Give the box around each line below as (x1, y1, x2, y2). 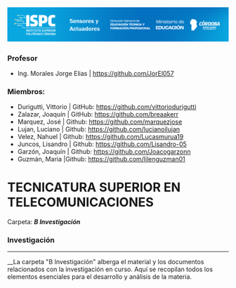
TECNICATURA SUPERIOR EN (7, 180, 181, 195)
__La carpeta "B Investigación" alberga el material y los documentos (7, 258, 204, 266)
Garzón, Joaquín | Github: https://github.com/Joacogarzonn (17, 148, 191, 156)
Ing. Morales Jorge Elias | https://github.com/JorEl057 (17, 69, 174, 77)
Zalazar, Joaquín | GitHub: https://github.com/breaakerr (17, 110, 179, 119)
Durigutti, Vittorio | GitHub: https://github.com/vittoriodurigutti (17, 103, 197, 111)
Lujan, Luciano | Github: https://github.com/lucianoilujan (17, 125, 181, 133)
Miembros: (7, 86, 46, 96)
